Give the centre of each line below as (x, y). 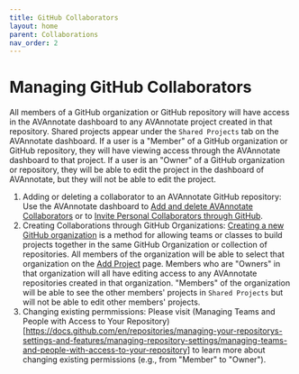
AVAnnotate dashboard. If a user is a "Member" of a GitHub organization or (149, 141)
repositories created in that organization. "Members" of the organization (156, 283)
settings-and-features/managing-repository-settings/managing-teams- (155, 341)
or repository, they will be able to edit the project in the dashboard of (137, 170)
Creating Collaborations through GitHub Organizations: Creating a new (153, 225)
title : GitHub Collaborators (64, 18)
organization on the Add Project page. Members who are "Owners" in (151, 264)
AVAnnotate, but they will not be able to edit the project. (113, 179)
